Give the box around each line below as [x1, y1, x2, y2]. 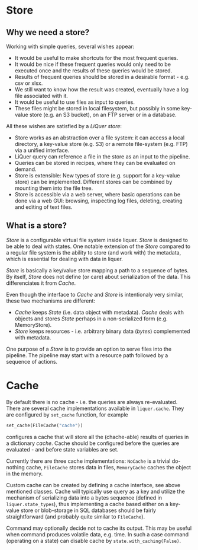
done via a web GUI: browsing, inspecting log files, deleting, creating [14, 197, 183, 204]
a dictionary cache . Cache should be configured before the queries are [6, 440, 180, 447]
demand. [14, 166, 37, 173]
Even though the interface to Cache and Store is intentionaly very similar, [6, 291, 184, 298]
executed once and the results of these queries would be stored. [14, 67, 173, 74]
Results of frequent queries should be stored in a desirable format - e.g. [14, 74, 190, 80]
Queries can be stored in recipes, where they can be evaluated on [14, 160, 176, 166]
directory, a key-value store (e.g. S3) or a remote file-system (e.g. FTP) [14, 141, 188, 147]
